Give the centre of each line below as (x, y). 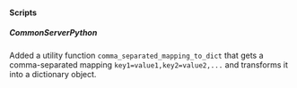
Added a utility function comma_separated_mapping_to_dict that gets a (136, 55)
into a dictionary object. (53, 74)
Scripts (23, 12)
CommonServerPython (53, 33)
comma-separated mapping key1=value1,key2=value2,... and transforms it (149, 64)
